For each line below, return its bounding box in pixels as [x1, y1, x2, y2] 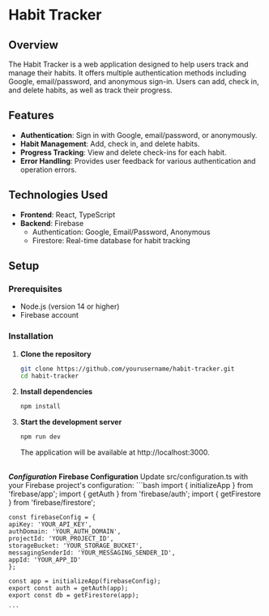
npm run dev [19, 433, 61, 441]
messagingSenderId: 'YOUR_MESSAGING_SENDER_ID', [8, 549, 176, 557]
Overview [8, 38, 59, 52]
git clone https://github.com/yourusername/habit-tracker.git [19, 365, 235, 373]
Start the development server [19, 417, 122, 427]
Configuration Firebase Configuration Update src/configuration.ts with [8, 472, 249, 481]
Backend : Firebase [19, 218, 84, 228]
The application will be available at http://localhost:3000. [19, 447, 211, 457]
